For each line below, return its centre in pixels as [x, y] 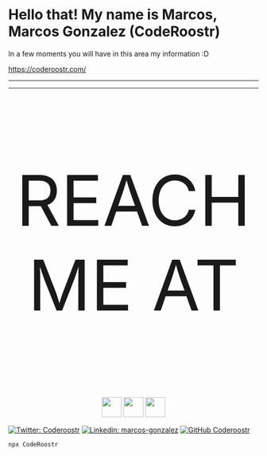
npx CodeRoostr [33, 444]
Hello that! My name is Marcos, [113, 15]
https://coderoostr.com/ [47, 69]
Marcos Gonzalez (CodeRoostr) [114, 31]
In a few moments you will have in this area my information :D [108, 53]
